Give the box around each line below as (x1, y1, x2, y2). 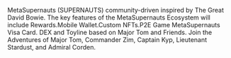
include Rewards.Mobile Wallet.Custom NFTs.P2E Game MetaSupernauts (7, 21, 221, 29)
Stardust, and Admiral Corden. (7, 43, 96, 51)
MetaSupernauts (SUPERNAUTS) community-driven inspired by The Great (7, 6, 225, 14)
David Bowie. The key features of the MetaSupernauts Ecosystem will (7, 13, 210, 22)
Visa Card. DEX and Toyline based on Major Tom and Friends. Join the (7, 28, 213, 36)
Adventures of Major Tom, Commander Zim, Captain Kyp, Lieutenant (7, 36, 208, 44)
